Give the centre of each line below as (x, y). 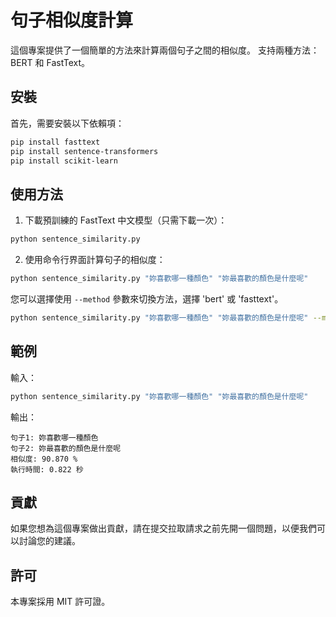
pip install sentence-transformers (84, 151)
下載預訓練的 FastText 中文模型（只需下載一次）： (126, 220)
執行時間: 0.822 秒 (47, 469)
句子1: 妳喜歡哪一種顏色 (54, 437)
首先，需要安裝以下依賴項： (67, 123)
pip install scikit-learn (64, 161)
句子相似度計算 (72, 20)
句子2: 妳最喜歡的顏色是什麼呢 (66, 448)
